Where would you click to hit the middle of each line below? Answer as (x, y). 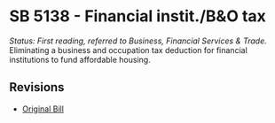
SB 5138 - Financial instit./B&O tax (137, 16)
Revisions (37, 87)
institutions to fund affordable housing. (80, 59)
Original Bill (43, 109)
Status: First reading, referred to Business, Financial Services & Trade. (138, 41)
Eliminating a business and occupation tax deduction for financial (129, 50)
